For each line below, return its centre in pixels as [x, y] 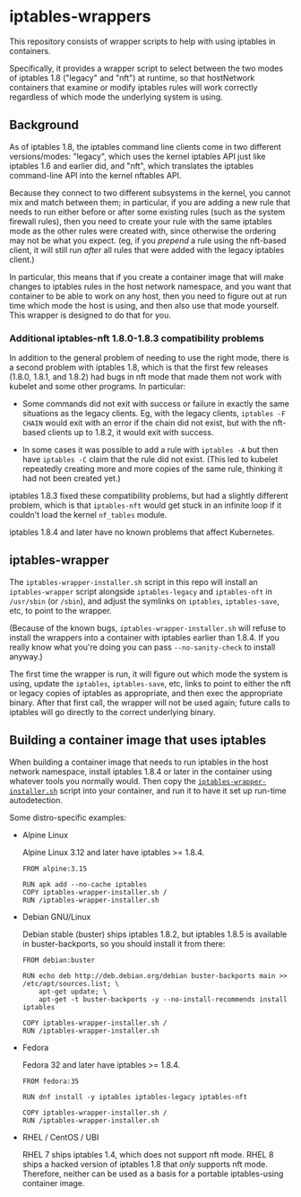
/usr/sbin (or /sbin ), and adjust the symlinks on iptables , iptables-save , [145, 601]
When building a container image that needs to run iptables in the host [139, 762]
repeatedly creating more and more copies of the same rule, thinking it [152, 469]
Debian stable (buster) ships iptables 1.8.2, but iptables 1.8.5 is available [155, 934]
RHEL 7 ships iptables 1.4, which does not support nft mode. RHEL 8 [148, 1154]
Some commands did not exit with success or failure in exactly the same [155, 404]
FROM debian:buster [59, 960]
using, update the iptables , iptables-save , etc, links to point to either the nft [150, 683]
